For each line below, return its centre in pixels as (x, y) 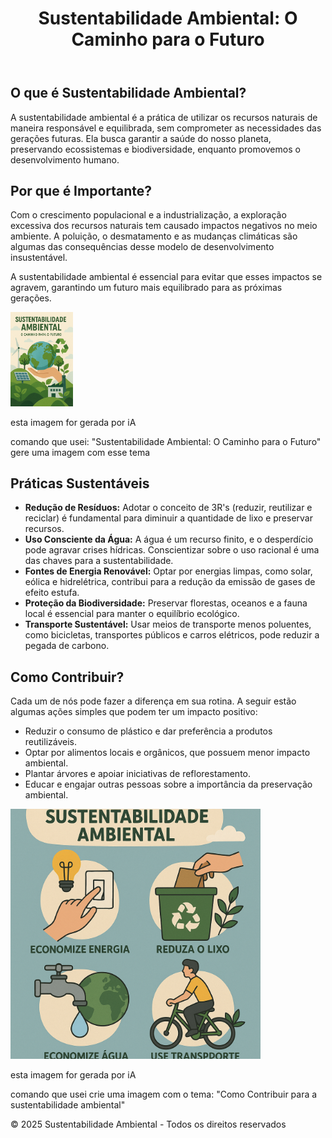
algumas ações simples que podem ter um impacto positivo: (134, 712)
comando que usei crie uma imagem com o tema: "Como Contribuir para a (164, 1094)
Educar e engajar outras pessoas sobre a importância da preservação (168, 784)
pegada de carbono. (67, 646)
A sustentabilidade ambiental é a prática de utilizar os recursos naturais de (164, 117)
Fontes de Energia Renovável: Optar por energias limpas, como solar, (168, 571)
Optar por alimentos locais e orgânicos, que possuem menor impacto (167, 753)
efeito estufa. (52, 593)
